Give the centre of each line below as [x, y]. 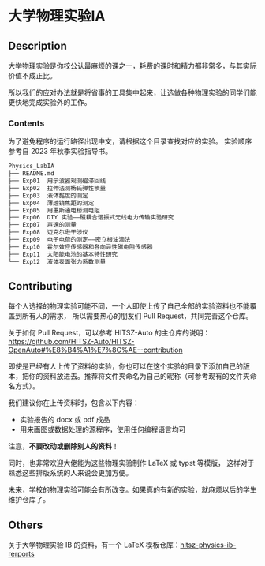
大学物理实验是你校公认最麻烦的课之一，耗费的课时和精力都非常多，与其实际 [132, 66]
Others [26, 525]
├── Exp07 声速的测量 [43, 225]
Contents [26, 123]
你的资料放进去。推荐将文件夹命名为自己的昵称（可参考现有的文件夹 [139, 377]
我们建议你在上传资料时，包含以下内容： [74, 403]
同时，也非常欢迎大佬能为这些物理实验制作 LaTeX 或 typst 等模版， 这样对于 [131, 463]
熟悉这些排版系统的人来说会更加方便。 [70, 473]
